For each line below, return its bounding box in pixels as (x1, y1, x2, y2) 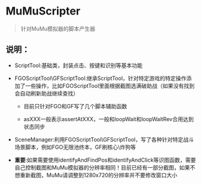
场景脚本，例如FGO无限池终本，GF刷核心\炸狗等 (14, 143, 136, 151)
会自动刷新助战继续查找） (14, 90, 79, 97)
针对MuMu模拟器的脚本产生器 (20, 25, 95, 32)
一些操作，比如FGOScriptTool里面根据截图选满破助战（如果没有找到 (25, 82, 195, 89)
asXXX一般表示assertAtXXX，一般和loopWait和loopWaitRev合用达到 (23, 115, 194, 122)
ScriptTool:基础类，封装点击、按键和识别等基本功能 (14, 62, 143, 69)
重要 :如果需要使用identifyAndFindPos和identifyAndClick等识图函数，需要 (14, 156, 197, 163)
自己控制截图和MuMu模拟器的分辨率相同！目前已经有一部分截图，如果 (14, 163, 190, 171)
